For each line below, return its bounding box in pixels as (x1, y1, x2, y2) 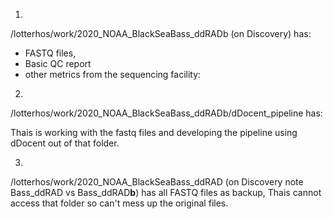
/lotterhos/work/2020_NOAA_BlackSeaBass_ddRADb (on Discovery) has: (10, 28, 312, 39)
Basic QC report (24, 58, 92, 69)
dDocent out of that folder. (10, 137, 120, 149)
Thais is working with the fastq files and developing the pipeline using (10, 127, 298, 138)
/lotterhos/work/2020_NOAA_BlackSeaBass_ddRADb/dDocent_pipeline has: (10, 107, 323, 119)
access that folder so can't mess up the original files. (10, 197, 229, 209)
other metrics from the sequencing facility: (24, 69, 202, 80)
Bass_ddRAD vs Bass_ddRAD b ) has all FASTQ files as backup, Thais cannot (10, 187, 322, 198)
